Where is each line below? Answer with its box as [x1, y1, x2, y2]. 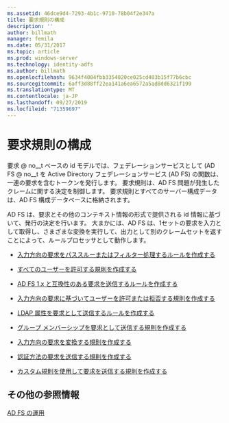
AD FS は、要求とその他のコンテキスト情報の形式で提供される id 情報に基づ [7, 210, 221, 218]
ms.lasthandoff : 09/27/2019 [7, 99, 88, 106]
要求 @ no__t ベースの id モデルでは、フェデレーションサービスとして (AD [7, 161, 215, 169]
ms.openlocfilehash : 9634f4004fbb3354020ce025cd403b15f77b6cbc [7, 73, 192, 81]
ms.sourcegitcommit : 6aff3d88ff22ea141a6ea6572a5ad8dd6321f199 [7, 80, 192, 87]
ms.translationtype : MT [7, 86, 75, 93]
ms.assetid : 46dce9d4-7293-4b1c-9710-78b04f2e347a [7, 10, 155, 17]
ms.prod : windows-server [7, 55, 78, 62]
